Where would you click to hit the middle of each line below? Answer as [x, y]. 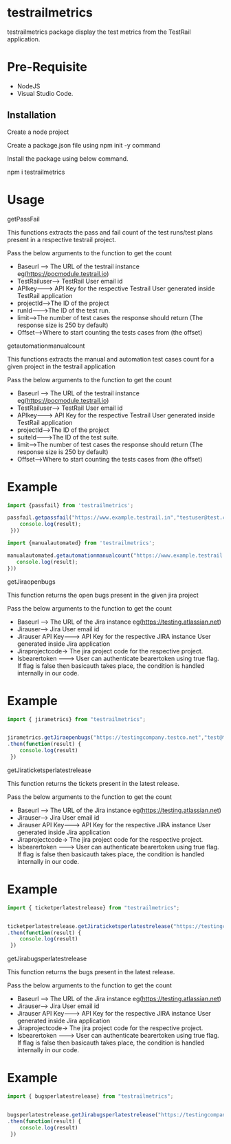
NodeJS [29, 86]
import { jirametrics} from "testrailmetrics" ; [77, 719]
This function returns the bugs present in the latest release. [91, 972]
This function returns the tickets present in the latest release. [93, 783]
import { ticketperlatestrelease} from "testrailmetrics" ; [93, 908]
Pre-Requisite [47, 67]
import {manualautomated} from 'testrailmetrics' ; [81, 543]
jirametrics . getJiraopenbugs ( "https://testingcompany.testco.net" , [106, 738]
